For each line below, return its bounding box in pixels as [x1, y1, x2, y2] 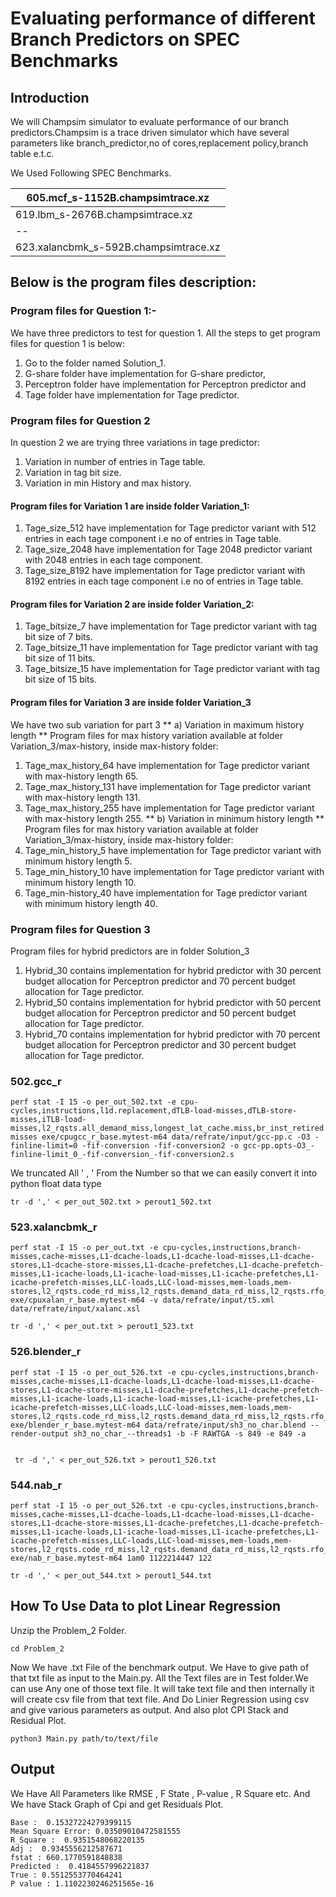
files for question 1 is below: [10, 337, 125, 349]
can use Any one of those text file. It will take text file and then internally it [10, 1682, 315, 1694]
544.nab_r [10, 1478, 63, 1492]
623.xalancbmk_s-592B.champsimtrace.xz [15, 240, 221, 254]
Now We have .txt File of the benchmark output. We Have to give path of [10, 1661, 310, 1673]
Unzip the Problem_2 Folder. [10, 1624, 127, 1636]
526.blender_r [10, 1345, 82, 1359]
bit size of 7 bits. [24, 631, 93, 643]
